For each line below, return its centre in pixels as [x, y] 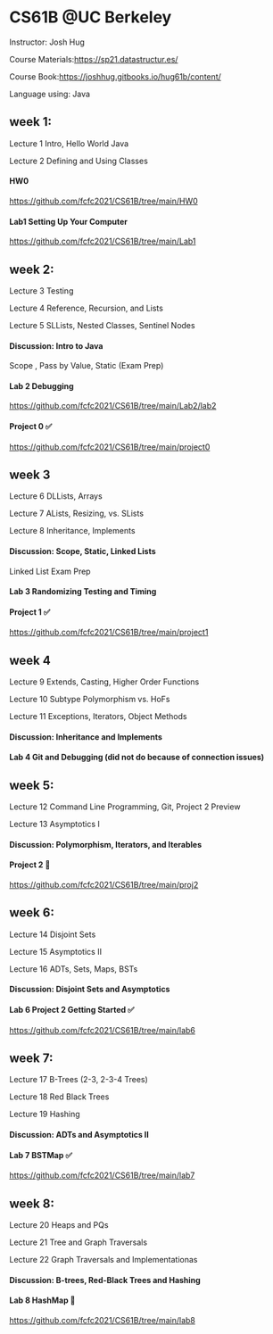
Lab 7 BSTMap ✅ [41, 1155]
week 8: [32, 1203]
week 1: [30, 122]
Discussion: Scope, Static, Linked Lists [83, 551]
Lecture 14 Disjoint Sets [53, 934]
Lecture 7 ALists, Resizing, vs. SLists [77, 514]
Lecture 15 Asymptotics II [56, 951]
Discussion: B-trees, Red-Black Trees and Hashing [105, 1280]
